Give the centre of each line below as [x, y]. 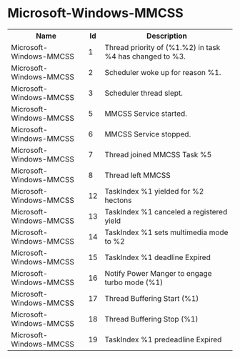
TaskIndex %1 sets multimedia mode [166, 232]
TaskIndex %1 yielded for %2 [154, 191]
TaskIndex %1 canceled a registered [166, 212]
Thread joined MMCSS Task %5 [158, 154]
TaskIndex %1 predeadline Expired [163, 339]
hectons [118, 200]
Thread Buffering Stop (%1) [151, 319]
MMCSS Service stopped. [148, 134]
